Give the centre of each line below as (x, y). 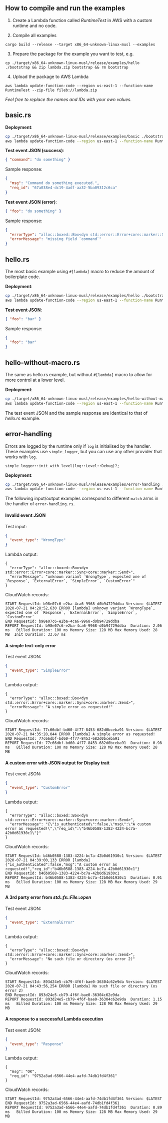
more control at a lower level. (35, 380)
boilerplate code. (22, 277)
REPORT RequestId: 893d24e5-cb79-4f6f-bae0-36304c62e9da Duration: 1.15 (84, 999)
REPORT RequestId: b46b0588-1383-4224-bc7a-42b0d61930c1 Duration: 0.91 (84, 877)
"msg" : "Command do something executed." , (54, 183)
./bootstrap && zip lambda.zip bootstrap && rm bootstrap (67, 67)
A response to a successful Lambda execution (54, 1019)
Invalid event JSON (25, 515)
